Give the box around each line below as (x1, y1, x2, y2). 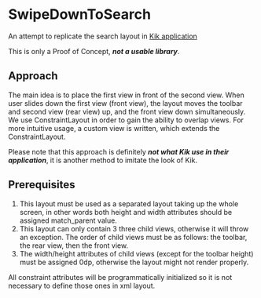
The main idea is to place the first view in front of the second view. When (8, 90, 245, 100)
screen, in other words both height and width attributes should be (19, 207, 233, 216)
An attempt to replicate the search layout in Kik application (8, 31, 198, 41)
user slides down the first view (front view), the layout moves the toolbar (8, 98, 243, 107)
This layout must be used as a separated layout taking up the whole (19, 198, 239, 209)
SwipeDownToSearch (8, 5, 152, 24)
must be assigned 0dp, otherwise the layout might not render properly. (19, 257, 249, 267)
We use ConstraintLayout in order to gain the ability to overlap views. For (8, 115, 244, 125)
